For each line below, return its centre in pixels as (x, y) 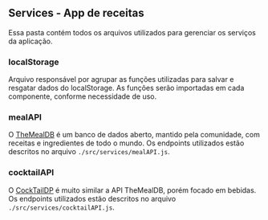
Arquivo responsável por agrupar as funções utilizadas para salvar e (121, 79)
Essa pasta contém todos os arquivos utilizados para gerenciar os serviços (132, 32)
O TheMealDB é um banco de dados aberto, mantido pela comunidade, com (134, 135)
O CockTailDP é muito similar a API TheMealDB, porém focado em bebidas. (132, 190)
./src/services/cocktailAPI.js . (61, 207)
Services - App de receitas (76, 13)
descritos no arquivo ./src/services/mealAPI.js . (89, 152)
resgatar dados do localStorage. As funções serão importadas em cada (126, 88)
